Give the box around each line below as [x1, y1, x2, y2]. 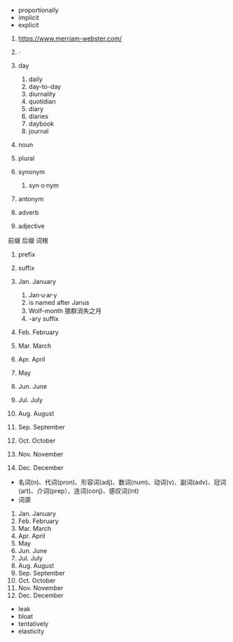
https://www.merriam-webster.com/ [17, 34, 122, 43]
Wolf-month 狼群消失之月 [28, 307, 102, 315]
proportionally [17, 6, 59, 14]
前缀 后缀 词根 [8, 236, 48, 244]
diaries [28, 112, 48, 120]
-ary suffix [28, 315, 59, 322]
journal [28, 127, 49, 135]
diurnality [28, 90, 56, 98]
